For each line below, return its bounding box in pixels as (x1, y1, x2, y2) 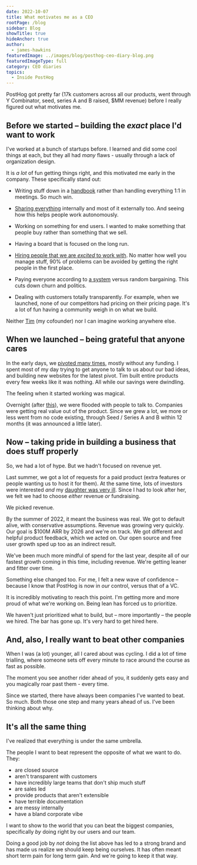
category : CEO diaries (6, 63, 62, 70)
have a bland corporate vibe (14, 811, 84, 818)
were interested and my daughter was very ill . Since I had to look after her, (6, 486, 186, 493)
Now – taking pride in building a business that (6, 437, 176, 447)
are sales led (14, 785, 46, 792)
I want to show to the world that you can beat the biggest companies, (6, 822, 175, 829)
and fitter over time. (6, 564, 54, 571)
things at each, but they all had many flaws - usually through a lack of (6, 151, 175, 158)
